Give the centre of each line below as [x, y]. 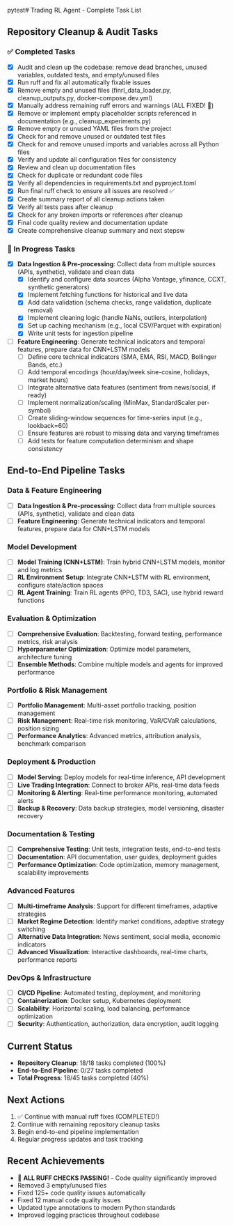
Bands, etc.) [45, 365]
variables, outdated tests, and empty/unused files [88, 75]
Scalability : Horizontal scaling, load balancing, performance [104, 1009]
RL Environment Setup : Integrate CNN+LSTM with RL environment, [114, 577]
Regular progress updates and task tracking [80, 1140]
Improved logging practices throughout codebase [88, 1215]
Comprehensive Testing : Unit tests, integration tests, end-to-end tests [119, 849]
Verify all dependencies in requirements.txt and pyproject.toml [107, 183]
